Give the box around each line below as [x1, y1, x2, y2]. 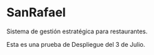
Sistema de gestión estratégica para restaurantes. [6, 27, 148, 35]
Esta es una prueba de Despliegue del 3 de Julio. [6, 40, 146, 48]
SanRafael [6, 5, 66, 20]
